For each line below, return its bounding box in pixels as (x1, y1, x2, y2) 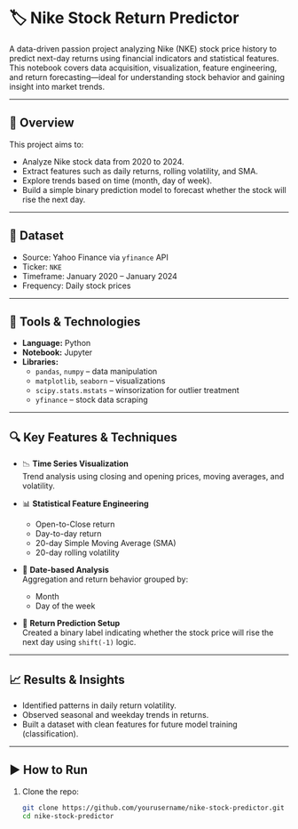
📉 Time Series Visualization (21, 458, 129, 469)
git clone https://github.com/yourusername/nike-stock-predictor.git (21, 803, 286, 812)
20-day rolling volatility (35, 547, 120, 558)
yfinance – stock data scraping (35, 394, 148, 406)
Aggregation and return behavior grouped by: (21, 574, 189, 584)
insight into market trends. (9, 81, 105, 92)
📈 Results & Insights (9, 672, 126, 687)
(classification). (21, 728, 79, 739)
